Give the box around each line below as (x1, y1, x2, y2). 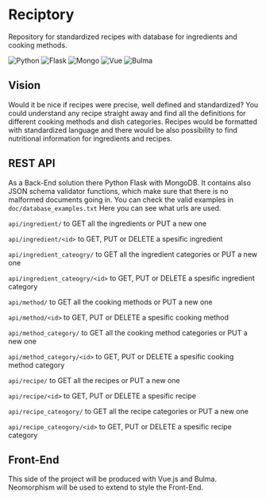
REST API (8, 157, 56, 170)
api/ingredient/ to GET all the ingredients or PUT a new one (8, 219, 207, 228)
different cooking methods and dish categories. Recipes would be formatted (8, 117, 258, 126)
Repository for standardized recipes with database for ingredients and (8, 32, 238, 41)
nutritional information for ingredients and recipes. (8, 134, 173, 143)
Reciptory (8, 6, 75, 24)
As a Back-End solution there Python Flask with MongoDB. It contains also (8, 177, 252, 188)
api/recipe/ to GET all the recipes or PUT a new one (8, 375, 180, 385)
